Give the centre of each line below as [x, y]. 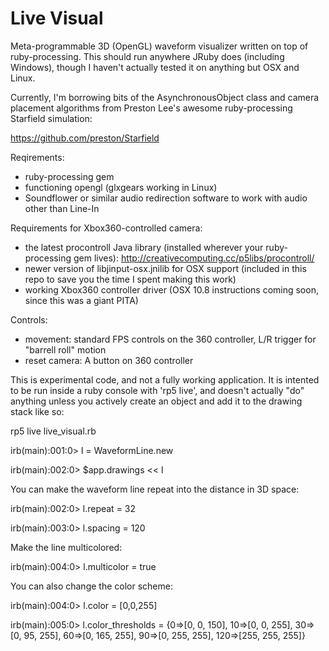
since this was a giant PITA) [81, 300]
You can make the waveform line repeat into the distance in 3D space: [155, 489]
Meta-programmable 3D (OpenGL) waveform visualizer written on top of [159, 46]
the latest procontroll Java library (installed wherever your [144, 247]
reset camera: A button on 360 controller [109, 360]
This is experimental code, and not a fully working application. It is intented [165, 379]
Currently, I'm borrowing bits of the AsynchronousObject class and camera [165, 97]
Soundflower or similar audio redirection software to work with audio [166, 198]
